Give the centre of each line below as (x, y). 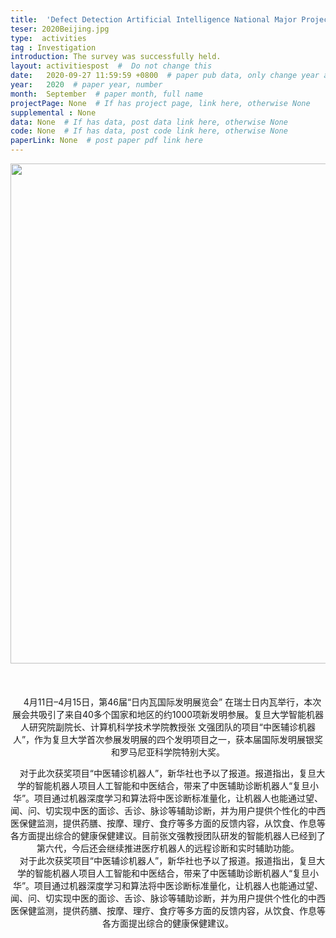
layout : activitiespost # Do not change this (111, 66)
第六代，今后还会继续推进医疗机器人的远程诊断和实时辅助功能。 (168, 848)
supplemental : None (53, 112)
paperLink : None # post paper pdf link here (106, 141)
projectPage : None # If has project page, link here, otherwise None (160, 103)
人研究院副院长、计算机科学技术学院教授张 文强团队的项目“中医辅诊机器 (168, 727)
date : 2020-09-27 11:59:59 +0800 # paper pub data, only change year (165, 76)
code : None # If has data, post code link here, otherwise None (149, 131)
